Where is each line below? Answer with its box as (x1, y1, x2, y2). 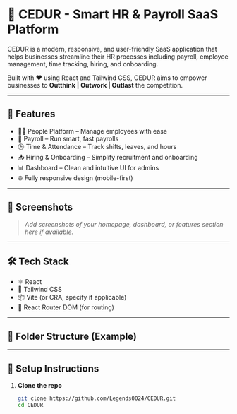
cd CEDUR (17, 401, 44, 408)
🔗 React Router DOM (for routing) (17, 303, 115, 312)
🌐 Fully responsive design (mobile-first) (17, 173, 133, 182)
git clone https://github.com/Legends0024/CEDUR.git (17, 395, 176, 402)
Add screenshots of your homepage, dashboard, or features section (24, 220, 224, 228)
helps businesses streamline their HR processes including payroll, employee (7, 52, 229, 61)
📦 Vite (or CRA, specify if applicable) (17, 293, 127, 302)
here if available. (24, 227, 74, 236)
